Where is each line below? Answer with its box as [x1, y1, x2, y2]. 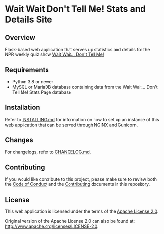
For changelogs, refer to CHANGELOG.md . [5, 149, 91, 155]
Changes [5, 136, 33, 144]
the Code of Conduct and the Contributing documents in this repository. [5, 182, 150, 187]
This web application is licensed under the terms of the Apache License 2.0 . [5, 208, 159, 214]
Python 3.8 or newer [12, 78, 54, 84]
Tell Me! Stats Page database [12, 89, 71, 95]
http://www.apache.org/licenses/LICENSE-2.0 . [5, 223, 99, 229]
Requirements [5, 66, 49, 74]
